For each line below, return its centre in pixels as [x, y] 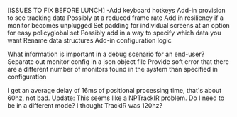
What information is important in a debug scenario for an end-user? [106, 54]
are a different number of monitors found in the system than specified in [112, 69]
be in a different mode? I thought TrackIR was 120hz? [85, 105]
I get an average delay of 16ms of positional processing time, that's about [115, 90]
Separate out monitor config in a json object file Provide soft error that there [118, 62]
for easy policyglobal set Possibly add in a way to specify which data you [114, 33]
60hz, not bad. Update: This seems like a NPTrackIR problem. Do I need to [116, 98]
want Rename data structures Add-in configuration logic [89, 40]
